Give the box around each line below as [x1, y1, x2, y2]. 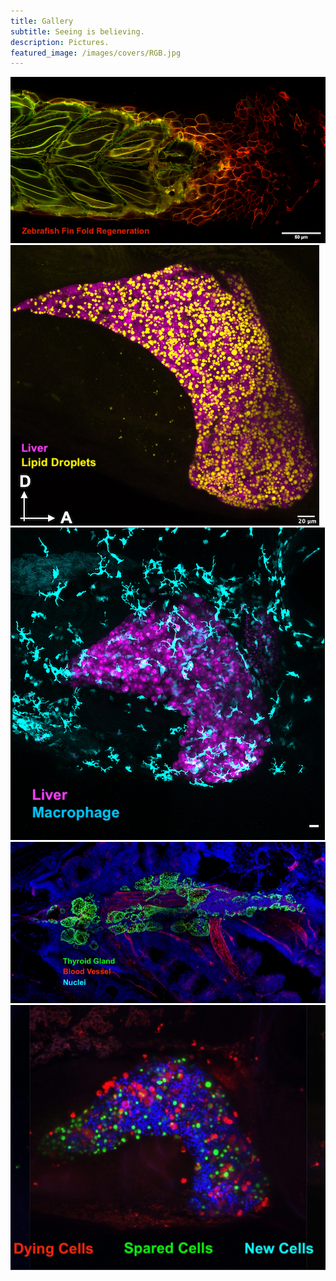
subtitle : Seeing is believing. [10, 26, 145, 37]
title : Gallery [10, 16, 74, 26]
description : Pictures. [10, 37, 110, 47]
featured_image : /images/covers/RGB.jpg [10, 48, 182, 58]
